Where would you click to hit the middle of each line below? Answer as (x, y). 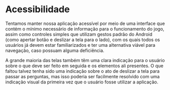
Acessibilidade (38, 9)
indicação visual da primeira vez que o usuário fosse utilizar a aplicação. (82, 82)
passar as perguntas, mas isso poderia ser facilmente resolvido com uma (82, 76)
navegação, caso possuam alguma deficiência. (55, 50)
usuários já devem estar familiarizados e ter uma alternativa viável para (80, 45)
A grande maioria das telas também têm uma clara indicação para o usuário (85, 60)
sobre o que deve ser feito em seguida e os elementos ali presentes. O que (84, 66)
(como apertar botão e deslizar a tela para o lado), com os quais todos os (83, 40)
